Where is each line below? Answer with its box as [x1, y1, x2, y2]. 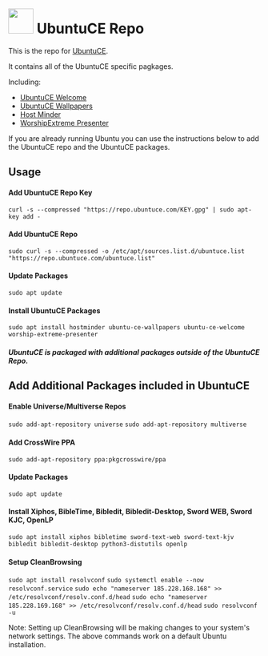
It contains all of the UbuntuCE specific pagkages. [8, 61, 174, 71]
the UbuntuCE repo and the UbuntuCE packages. [8, 142, 170, 151]
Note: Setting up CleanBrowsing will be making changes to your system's [8, 623, 250, 633]
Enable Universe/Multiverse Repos [8, 401, 126, 411]
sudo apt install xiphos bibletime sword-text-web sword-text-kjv [8, 533, 234, 541]
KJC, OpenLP [8, 515, 54, 525]
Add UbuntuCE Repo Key [8, 187, 93, 197]
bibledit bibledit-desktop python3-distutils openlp [8, 540, 188, 548]
